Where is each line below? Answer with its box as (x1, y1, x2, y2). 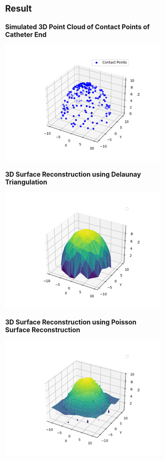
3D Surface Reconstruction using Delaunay (5, 170, 141, 179)
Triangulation (5, 178, 47, 186)
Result (5, 3, 32, 14)
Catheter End (5, 30, 47, 39)
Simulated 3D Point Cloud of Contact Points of (5, 23, 150, 31)
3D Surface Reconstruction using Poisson (5, 318, 137, 326)
